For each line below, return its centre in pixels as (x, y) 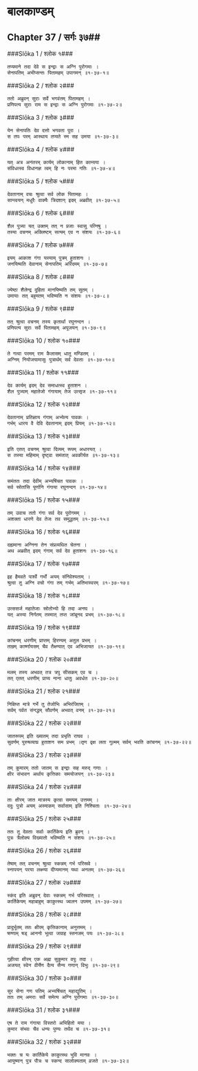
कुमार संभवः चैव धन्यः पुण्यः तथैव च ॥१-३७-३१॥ (58, 1029)
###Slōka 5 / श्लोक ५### (41, 181)
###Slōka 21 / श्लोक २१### (44, 691)
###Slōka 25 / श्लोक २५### (44, 819)
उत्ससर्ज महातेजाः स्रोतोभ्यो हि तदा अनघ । (51, 609)
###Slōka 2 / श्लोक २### (41, 85)
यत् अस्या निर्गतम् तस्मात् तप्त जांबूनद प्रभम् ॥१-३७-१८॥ (66, 615)
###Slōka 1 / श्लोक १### (40, 54)
